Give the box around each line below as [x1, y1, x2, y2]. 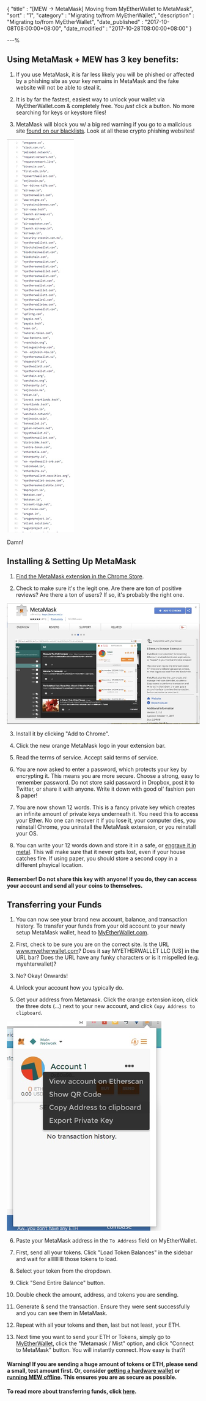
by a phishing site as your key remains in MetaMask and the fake [15, 77, 179, 85]
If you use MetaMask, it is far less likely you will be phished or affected [15, 71, 194, 78]
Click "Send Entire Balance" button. [15, 1279, 106, 1287]
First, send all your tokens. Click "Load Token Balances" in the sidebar [15, 1249, 193, 1256]
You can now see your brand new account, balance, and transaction [15, 916, 188, 923]
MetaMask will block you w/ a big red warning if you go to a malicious [15, 120, 192, 128]
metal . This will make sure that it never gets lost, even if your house [15, 848, 186, 855]
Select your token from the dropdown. [15, 1267, 112, 1275]
